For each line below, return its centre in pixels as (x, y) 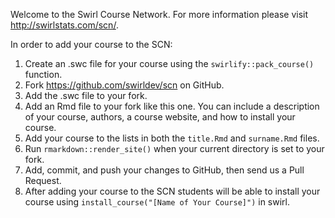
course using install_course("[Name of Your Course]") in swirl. (157, 202)
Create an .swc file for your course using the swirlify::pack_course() (169, 63)
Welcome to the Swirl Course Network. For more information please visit (159, 14)
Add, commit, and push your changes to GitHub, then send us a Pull (164, 170)
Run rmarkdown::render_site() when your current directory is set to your (174, 148)
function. (43, 74)
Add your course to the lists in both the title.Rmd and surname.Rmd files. (172, 138)
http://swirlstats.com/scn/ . (64, 25)
